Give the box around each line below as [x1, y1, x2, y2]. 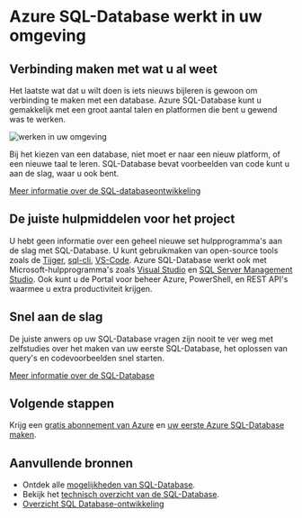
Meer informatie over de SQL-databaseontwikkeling [9, 186, 200, 195]
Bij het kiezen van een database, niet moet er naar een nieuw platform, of [9, 149, 281, 159]
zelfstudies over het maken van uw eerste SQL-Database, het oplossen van [9, 342, 288, 353]
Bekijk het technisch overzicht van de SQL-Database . [22, 489, 220, 500]
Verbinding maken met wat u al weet [9, 61, 218, 77]
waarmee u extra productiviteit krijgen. [9, 283, 153, 294]
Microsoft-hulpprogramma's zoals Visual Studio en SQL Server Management [9, 264, 293, 275]
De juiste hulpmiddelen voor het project [9, 212, 235, 227]
